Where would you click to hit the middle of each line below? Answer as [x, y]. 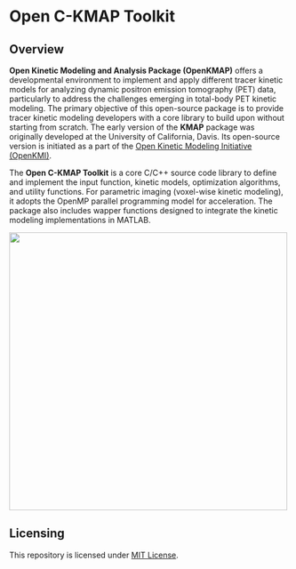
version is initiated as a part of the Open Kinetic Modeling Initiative [131, 146]
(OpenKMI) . [30, 156]
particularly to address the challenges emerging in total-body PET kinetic [143, 99]
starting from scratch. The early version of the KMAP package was [132, 127]
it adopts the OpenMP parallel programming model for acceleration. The [141, 201]
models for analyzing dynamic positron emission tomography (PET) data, [143, 89]
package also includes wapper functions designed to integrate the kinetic [144, 210]
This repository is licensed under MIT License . [94, 555]
